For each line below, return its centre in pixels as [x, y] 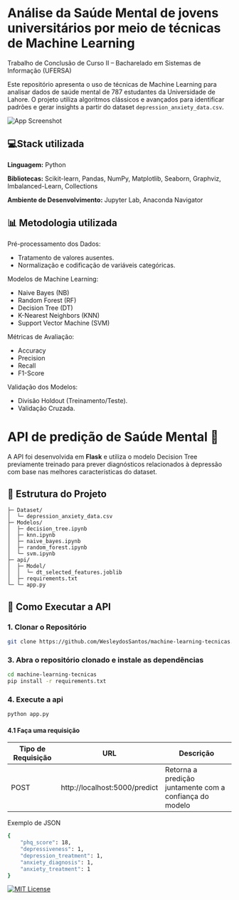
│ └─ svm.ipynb [31, 554]
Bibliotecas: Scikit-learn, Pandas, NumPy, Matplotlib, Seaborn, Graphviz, [115, 178]
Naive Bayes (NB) [43, 292]
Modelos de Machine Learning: [53, 279]
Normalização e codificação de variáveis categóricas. [96, 265]
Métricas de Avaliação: [41, 336]
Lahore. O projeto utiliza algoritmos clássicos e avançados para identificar [116, 99]
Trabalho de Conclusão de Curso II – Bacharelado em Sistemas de [104, 63]
